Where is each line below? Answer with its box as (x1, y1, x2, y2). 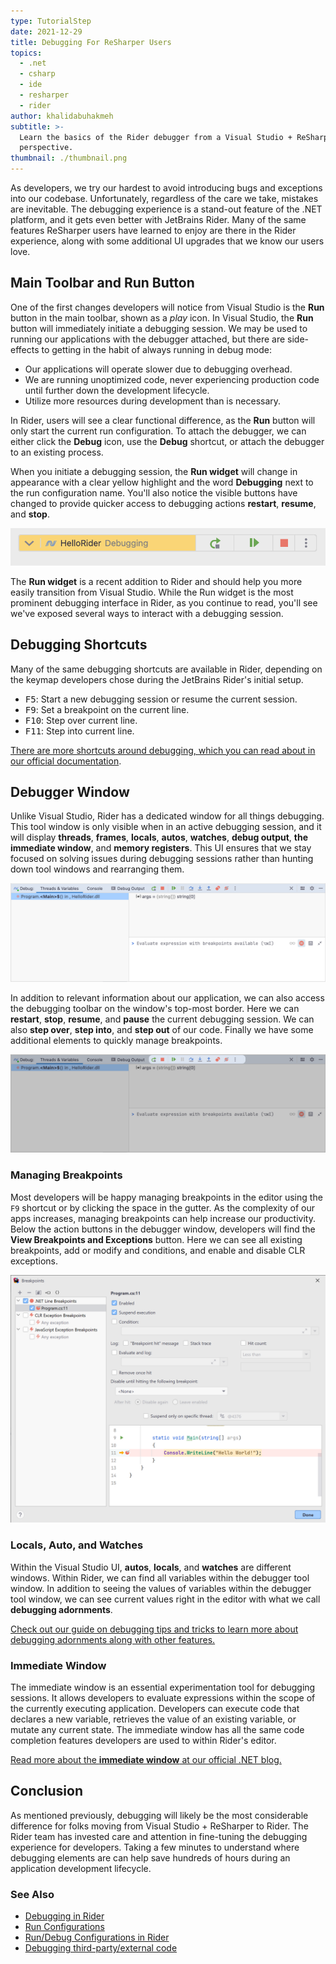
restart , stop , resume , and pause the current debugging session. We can (10, 1013, 315, 1025)
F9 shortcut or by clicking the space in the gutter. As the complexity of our (10, 1201, 315, 1214)
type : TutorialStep (10, 16, 92, 26)
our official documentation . (10, 755, 122, 767)
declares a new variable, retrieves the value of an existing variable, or (10, 1713, 297, 1725)
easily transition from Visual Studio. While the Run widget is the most (10, 586, 294, 598)
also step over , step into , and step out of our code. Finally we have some (10, 1023, 314, 1035)
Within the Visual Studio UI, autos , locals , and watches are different (10, 1561, 292, 1573)
